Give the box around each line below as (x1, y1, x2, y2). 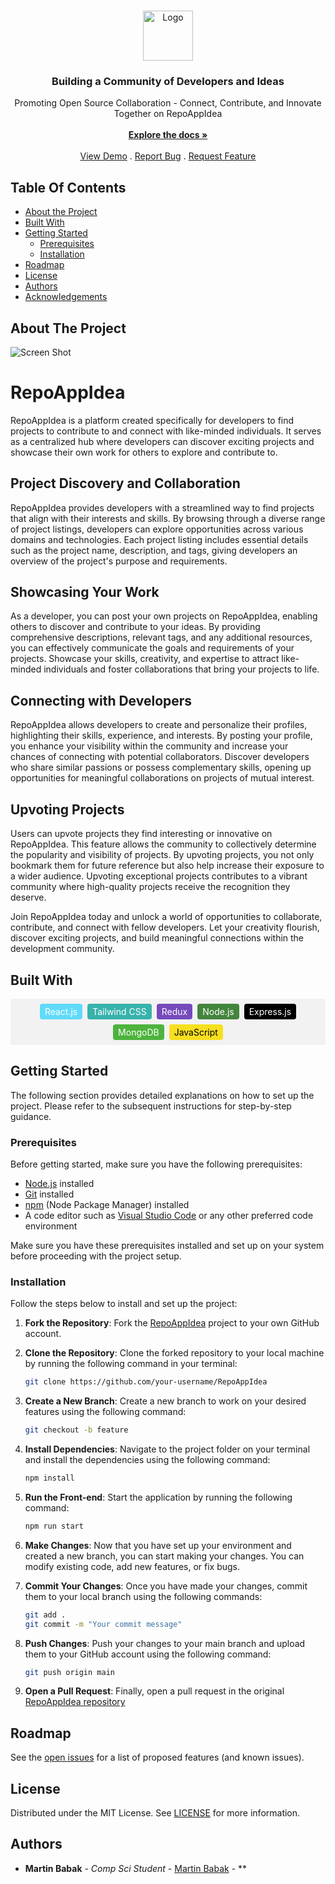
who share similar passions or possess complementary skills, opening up (10, 761, 312, 774)
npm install (24, 1473, 75, 1484)
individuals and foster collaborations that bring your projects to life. (43, 663, 320, 675)
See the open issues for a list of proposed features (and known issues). (10, 1751, 305, 1764)
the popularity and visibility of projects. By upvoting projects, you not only (10, 849, 315, 861)
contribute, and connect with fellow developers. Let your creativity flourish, (10, 921, 320, 934)
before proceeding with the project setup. (10, 1250, 182, 1262)
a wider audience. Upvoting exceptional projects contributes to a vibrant (10, 870, 308, 882)
